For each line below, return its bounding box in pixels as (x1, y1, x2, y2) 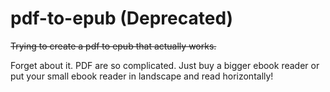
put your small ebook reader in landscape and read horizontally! (10, 70, 274, 82)
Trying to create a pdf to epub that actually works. (10, 40, 217, 52)
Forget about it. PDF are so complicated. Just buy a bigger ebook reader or (10, 59, 320, 71)
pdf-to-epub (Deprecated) (10, 7, 234, 30)
